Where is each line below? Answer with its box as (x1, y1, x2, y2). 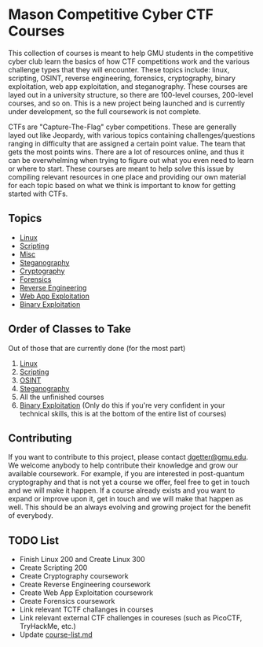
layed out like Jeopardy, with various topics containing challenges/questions (8, 130, 255, 139)
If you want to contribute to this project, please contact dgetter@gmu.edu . (8, 453, 249, 462)
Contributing (8, 431, 72, 445)
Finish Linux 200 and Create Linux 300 (19, 555, 145, 564)
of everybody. (8, 511, 53, 520)
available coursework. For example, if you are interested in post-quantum (8, 469, 245, 479)
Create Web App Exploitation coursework (19, 588, 154, 597)
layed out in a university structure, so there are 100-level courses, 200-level (8, 90, 254, 99)
